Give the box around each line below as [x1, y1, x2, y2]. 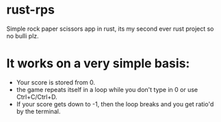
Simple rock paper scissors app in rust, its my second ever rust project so [6, 25, 214, 33]
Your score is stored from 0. [16, 78, 96, 87]
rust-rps [6, 2, 55, 18]
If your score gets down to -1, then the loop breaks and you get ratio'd [16, 100, 214, 108]
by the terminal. [16, 107, 61, 115]
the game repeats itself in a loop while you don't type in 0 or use [16, 85, 198, 93]
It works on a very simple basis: [6, 56, 190, 72]
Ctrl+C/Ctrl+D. [16, 93, 57, 101]
